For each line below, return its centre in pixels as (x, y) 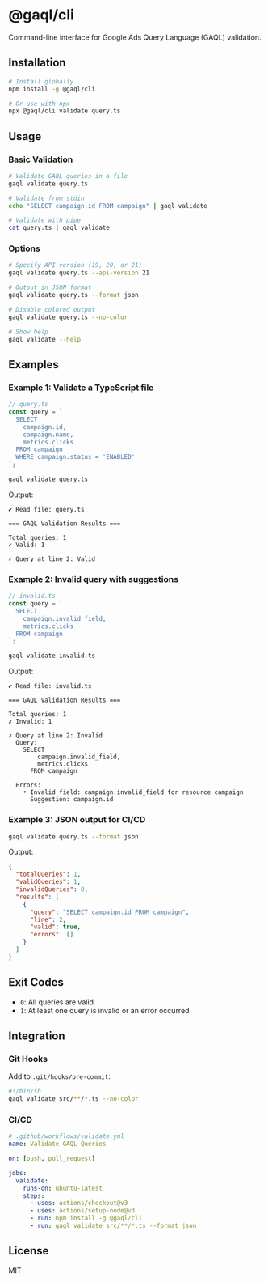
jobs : (17, 1173)
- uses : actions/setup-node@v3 (82, 1211)
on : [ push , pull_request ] (52, 1159)
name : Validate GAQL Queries (57, 1144)
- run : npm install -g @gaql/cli (86, 1218)
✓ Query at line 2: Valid (52, 559)
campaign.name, (48, 435)
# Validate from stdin (46, 198)
